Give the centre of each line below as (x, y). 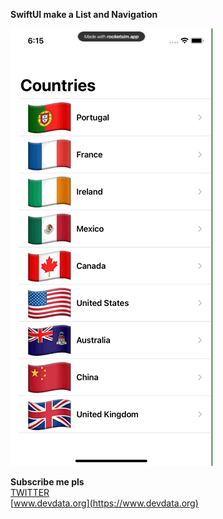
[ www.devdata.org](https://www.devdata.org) (104, 503)
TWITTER (30, 492)
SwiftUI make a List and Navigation (84, 14)
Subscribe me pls (47, 482)
